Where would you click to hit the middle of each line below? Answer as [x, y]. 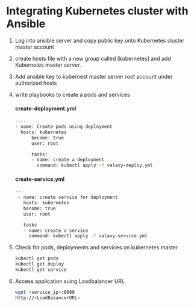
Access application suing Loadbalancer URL [70, 281]
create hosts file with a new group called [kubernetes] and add [93, 58]
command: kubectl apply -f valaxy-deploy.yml [95, 166]
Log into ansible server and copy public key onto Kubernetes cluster [100, 40]
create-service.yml [40, 179]
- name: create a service [56, 230]
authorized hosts [36, 83]
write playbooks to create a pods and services [73, 94]
